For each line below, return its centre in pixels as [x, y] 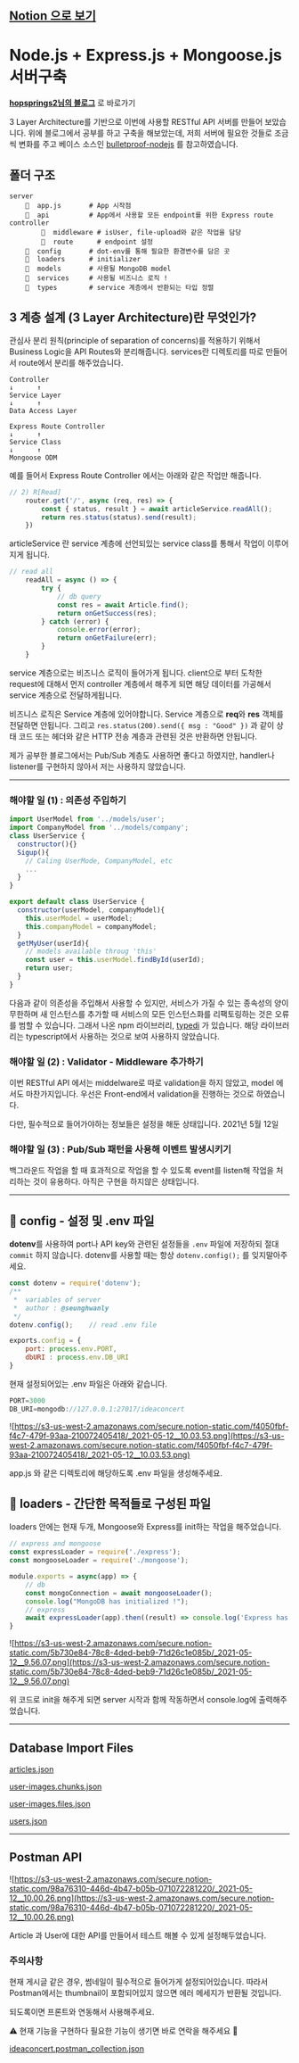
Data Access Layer [43, 410]
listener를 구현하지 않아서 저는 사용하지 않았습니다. [97, 766]
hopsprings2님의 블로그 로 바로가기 [73, 103]
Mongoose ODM [33, 458]
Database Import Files [72, 1748]
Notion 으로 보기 [53, 16]
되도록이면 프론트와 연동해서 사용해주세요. [82, 2012]
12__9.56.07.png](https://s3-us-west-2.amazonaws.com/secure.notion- [140, 1662]
